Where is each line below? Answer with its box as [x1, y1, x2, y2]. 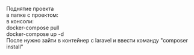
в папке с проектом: [6, 11, 58, 19]
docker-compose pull [6, 24, 60, 31]
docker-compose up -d [6, 30, 64, 38]
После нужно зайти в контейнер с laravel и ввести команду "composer [6, 37, 189, 44]
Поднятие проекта [6, 5, 54, 12]
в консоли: [6, 18, 34, 25]
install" [6, 43, 23, 50]
